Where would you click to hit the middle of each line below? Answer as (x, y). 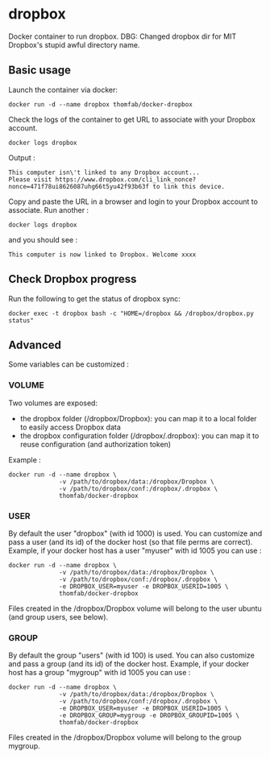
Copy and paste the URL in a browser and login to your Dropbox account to (133, 201)
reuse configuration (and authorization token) (96, 444)
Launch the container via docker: (63, 89)
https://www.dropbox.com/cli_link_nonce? (126, 179)
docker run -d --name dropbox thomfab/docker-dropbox (101, 104)
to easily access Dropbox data (70, 427)
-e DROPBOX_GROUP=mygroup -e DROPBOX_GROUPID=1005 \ (150, 715)
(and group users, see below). (58, 616)
